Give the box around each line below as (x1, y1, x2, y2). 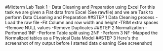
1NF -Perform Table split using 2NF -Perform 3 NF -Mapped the (28, 30, 158, 35)
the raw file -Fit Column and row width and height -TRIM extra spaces (16, 19, 159, 25)
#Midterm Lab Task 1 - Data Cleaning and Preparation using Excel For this (5, 4, 155, 10)
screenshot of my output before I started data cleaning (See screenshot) (5, 40, 153, 46)
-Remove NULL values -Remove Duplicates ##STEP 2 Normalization (5, 25, 144, 31)
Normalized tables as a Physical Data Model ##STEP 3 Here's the (5, 35, 138, 41)
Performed (5, 30, 27, 35)
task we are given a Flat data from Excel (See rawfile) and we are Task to (5, 9, 154, 15)
